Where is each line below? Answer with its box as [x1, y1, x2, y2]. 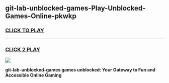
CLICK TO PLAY [5, 27, 44, 34]
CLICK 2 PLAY [5, 46, 40, 53]
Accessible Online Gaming [5, 72, 62, 78]
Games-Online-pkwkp [5, 12, 76, 21]
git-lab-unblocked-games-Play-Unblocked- [5, 4, 146, 13]
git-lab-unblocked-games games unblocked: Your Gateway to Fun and [5, 66, 156, 72]
